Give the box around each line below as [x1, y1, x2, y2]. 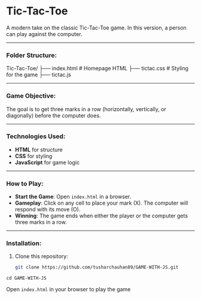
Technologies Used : [6, 132, 66, 140]
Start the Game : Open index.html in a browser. [14, 193, 132, 201]
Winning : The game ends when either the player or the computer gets [14, 212, 188, 220]
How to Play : [6, 179, 44, 187]
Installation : [6, 239, 42, 247]
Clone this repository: [14, 253, 68, 260]
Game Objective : [6, 92, 56, 100]
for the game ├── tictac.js [6, 71, 72, 79]
